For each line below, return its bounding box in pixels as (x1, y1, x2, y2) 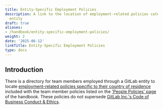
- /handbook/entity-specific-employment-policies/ (5, 30, 110, 34)
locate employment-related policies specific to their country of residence (5, 83, 151, 90)
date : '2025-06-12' (5, 39, 45, 44)
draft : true (5, 20, 29, 26)
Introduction (5, 65, 44, 74)
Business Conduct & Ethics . (5, 99, 60, 105)
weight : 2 (5, 34, 25, 39)
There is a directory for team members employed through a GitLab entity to (5, 78, 155, 84)
